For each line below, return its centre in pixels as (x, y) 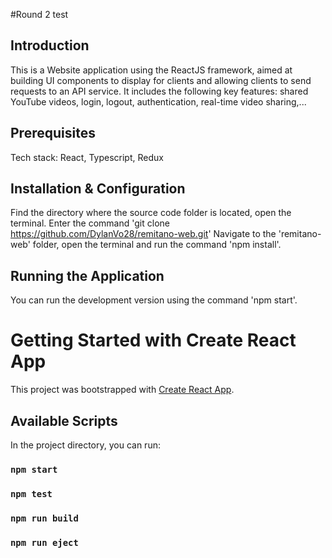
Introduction (50, 45)
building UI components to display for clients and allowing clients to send (161, 80)
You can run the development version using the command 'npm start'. (154, 300)
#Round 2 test (39, 14)
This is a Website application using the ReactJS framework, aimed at (151, 70)
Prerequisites (53, 133)
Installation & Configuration (98, 189)
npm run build (44, 518)
